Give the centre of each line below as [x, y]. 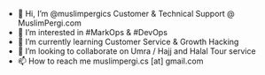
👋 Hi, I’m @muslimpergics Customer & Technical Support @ [126, 14]
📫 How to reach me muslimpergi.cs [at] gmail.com [110, 61]
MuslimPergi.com [49, 23]
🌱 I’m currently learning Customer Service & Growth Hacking [128, 41]
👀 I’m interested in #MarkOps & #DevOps [93, 32]
